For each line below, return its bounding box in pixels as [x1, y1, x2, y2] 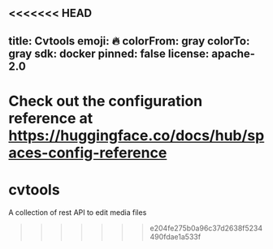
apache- [210, 46, 256, 60]
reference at [8, 109, 93, 127]
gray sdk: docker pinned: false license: [8, 46, 210, 60]
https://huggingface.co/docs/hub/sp [8, 126, 265, 144]
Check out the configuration [8, 92, 203, 110]
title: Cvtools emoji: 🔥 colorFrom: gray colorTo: [8, 34, 250, 48]
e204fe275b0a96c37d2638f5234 [149, 223, 263, 233]
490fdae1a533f [149, 231, 201, 242]
